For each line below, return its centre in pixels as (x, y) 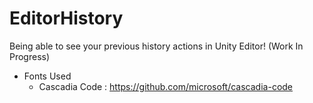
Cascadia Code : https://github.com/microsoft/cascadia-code (166, 86)
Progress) (30, 56)
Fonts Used (47, 76)
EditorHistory (66, 18)
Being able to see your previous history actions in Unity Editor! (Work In (156, 46)
